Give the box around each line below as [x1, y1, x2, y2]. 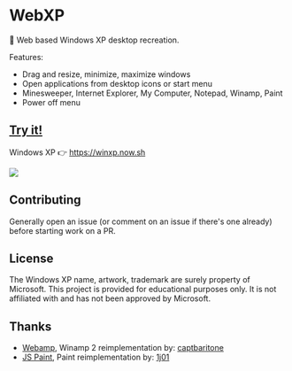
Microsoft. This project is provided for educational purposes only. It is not [9, 284, 277, 295]
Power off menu [21, 97, 81, 107]
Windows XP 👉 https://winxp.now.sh [9, 147, 146, 158]
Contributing [9, 192, 81, 208]
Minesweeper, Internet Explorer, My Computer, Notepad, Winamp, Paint [21, 88, 283, 98]
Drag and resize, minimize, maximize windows [21, 68, 191, 80]
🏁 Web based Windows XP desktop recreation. [9, 35, 180, 45]
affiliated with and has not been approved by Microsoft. [9, 293, 211, 304]
